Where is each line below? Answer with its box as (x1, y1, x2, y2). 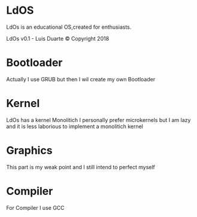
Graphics (6, 144, 53, 157)
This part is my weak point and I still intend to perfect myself (6, 163, 156, 170)
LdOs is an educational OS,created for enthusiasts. (6, 23, 132, 30)
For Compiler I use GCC (6, 204, 65, 211)
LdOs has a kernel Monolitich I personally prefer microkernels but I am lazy (6, 116, 191, 123)
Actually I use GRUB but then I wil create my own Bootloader (6, 75, 156, 82)
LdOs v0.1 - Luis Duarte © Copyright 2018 (6, 35, 110, 42)
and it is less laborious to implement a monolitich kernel (6, 123, 144, 130)
